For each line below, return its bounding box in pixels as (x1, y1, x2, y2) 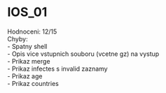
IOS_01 (7, 4, 48, 20)
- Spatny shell (7, 42, 48, 50)
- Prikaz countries (7, 79, 60, 87)
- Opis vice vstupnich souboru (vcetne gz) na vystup (7, 50, 160, 58)
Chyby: (7, 34, 28, 43)
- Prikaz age (7, 71, 43, 80)
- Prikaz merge (7, 57, 50, 65)
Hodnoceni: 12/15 (7, 27, 57, 36)
